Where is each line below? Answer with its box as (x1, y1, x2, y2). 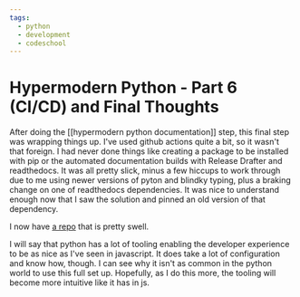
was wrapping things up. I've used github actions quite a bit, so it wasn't (9, 137, 279, 148)
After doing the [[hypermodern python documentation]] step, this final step (9, 127, 290, 138)
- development (17, 30, 71, 39)
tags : (9, 13, 30, 23)
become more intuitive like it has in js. (9, 277, 150, 288)
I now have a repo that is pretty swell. (9, 221, 150, 232)
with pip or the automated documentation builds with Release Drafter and (9, 156, 283, 167)
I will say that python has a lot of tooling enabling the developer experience (9, 239, 290, 250)
